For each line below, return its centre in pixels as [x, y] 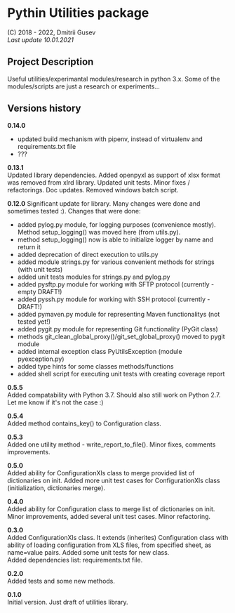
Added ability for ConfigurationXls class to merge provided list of [101, 473]
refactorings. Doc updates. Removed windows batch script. [93, 190]
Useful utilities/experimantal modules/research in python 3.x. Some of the [114, 79]
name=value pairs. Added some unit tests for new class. [88, 552]
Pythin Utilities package [78, 13]
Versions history [45, 108]
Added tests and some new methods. [61, 581]
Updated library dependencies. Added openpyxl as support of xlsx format [114, 175]
